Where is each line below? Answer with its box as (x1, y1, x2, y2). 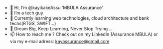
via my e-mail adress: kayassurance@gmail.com (9, 39, 110, 44)
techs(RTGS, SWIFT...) (9, 20, 56, 26)
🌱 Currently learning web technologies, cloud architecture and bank (9, 15, 150, 21)
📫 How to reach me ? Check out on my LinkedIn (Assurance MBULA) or (9, 31, 158, 37)
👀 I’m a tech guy (9, 10, 43, 16)
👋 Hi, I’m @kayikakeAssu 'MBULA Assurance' (9, 5, 103, 10)
